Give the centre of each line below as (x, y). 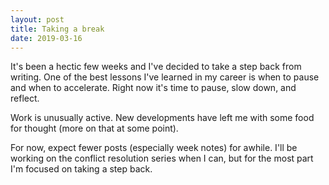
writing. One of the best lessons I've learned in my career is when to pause (165, 77)
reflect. (25, 98)
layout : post (37, 19)
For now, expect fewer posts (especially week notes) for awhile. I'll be (154, 148)
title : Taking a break (57, 29)
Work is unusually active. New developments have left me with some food (162, 118)
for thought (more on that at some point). (94, 128)
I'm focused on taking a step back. (81, 169)
